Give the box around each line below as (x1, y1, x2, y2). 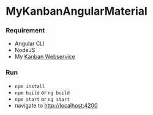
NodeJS (14, 46, 35, 54)
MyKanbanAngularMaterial (6, 4, 147, 18)
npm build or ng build (14, 89, 70, 96)
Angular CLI (14, 40, 45, 47)
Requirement (6, 26, 45, 35)
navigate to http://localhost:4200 (14, 102, 98, 109)
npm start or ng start (14, 95, 70, 102)
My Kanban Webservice (14, 53, 75, 61)
